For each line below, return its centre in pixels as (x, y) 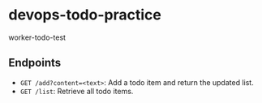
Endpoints (35, 63)
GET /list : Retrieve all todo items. (77, 91)
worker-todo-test (37, 37)
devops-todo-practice (85, 15)
